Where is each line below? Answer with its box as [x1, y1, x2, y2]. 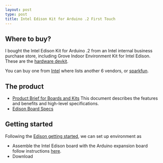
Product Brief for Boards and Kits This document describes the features [12, 95, 158, 101]
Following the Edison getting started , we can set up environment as [5, 133, 142, 139]
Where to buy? [5, 35, 51, 43]
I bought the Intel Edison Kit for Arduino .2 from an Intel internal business [5, 48, 153, 54]
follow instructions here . [12, 148, 62, 154]
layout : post [5, 7, 32, 12]
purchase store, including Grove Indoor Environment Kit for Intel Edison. [5, 53, 151, 59]
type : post [5, 12, 28, 17]
